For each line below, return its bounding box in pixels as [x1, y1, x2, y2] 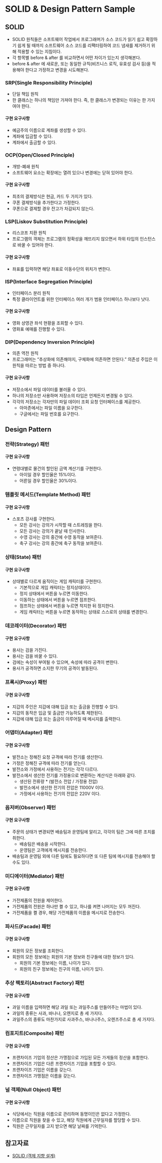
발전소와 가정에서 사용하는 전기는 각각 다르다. [12, 766, 99, 772]
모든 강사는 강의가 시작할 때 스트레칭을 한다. [19, 522, 103, 528]
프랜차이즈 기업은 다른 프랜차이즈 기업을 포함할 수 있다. [12, 1061, 117, 1067]
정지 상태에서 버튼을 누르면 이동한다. [19, 591, 89, 596]
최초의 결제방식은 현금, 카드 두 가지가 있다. [12, 194, 93, 199]
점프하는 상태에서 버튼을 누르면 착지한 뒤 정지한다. [19, 603, 115, 609]
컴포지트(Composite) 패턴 [5, 1030, 64, 1037]
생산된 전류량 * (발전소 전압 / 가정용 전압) [19, 778, 98, 784]
